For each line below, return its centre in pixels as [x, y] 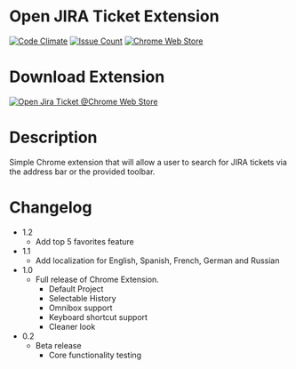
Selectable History [83, 298]
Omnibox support [80, 308]
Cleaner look [72, 326]
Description [53, 137]
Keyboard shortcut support [98, 317]
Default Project [76, 289]
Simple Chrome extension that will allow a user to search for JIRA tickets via [148, 162]
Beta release [58, 345]
